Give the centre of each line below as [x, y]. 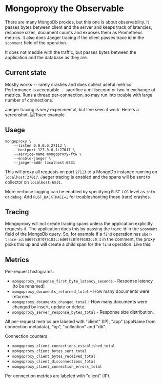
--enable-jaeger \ [32, 158]
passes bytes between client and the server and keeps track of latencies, [79, 27]
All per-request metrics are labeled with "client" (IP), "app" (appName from [81, 322]
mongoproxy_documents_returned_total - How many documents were [81, 291]
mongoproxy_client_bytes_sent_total [49, 351]
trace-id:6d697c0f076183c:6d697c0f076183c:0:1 [53, 240]
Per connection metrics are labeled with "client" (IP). [58, 376]
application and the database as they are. [47, 57]
